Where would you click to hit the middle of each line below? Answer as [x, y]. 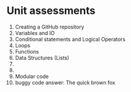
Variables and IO [35, 33]
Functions [27, 51]
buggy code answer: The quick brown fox [65, 82]
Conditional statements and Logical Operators [70, 39]
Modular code [32, 76]
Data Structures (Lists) [42, 58]
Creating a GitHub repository [49, 27]
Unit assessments [51, 11]
